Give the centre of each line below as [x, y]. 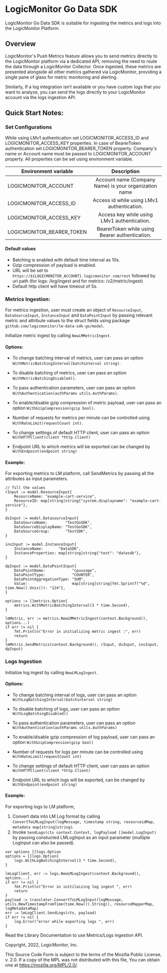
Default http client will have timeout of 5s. [55, 286]
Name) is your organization [125, 186]
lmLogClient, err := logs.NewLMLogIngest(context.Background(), [73, 874]
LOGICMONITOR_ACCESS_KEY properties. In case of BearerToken [73, 143]
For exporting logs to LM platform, [40, 807]
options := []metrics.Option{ [37, 601]
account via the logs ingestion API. [41, 97]
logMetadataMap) [22, 909]
